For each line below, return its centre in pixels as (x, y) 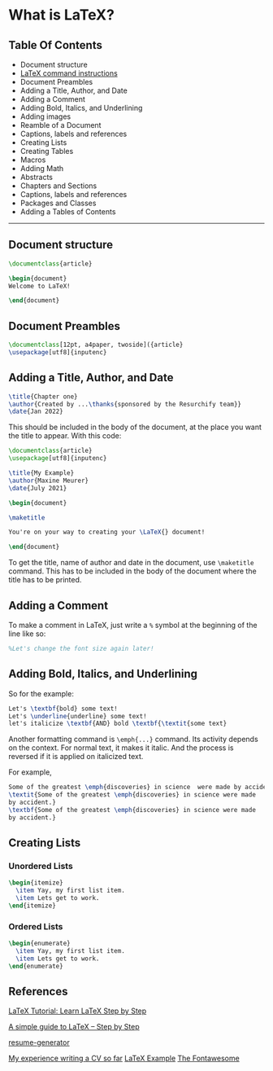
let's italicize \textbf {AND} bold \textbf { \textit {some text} (118, 724)
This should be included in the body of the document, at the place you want (135, 427)
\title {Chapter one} (43, 397)
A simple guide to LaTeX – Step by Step (74, 1027)
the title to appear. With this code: (65, 436)
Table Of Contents (56, 45)
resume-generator (39, 1042)
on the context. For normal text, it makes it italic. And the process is (121, 748)
